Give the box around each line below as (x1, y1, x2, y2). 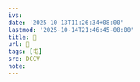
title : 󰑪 (8, 33, 37, 41)
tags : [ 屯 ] (8, 48, 43, 55)
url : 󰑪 (8, 41, 30, 48)
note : (8, 62, 26, 70)
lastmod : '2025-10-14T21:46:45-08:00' (8, 26, 135, 34)
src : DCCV (8, 55, 41, 63)
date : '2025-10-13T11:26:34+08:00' (8, 19, 124, 27)
